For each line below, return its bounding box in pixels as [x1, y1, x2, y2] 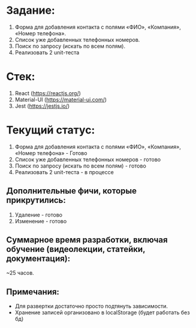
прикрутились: [6, 195, 66, 205]
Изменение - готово [14, 217, 67, 224]
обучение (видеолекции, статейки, [6, 244, 146, 254]
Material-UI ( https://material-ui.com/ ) [14, 96, 107, 103]
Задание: [6, 4, 55, 17]
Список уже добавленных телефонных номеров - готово [14, 156, 161, 163]
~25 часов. [6, 269, 34, 277]
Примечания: [6, 287, 60, 297]
